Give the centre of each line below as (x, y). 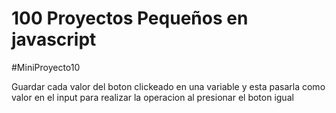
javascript (54, 39)
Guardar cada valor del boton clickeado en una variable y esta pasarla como (168, 86)
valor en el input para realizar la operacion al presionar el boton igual (152, 97)
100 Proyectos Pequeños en (130, 18)
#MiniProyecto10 (46, 67)
